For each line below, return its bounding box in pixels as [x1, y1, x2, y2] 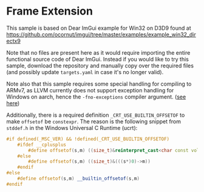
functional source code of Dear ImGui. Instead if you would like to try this [6, 55, 189, 63]
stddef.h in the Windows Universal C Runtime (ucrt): [6, 124, 138, 131]
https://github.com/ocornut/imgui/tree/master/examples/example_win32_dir [6, 30, 196, 38]
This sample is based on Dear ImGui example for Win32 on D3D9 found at [6, 24, 191, 32]
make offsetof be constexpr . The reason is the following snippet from [6, 117, 181, 125]
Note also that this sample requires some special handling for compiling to [6, 80, 192, 87]
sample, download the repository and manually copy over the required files [6, 62, 194, 69]
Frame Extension [6, 4, 93, 18]
